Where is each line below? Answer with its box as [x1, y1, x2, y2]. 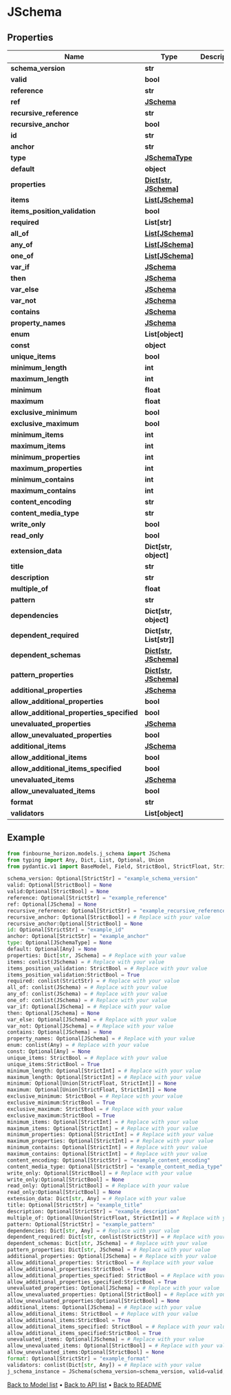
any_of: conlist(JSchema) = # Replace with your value [7, 990, 168, 998]
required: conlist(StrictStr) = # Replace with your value [7, 978, 180, 985]
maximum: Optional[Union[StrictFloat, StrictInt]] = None [7, 1087, 177, 1094]
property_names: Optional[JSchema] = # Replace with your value [7, 1035, 195, 1043]
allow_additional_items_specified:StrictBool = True [7, 1330, 162, 1337]
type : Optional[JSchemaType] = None [7, 939, 112, 946]
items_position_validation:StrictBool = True [7, 971, 140, 978]
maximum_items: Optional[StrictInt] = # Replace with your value [7, 1125, 198, 1132]
